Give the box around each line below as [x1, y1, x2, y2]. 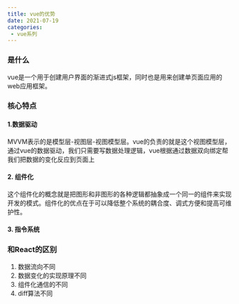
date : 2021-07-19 [7, 17, 59, 24]
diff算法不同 [17, 289, 53, 298]
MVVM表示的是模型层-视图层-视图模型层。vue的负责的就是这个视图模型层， [7, 137, 231, 146]
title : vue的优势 [7, 10, 55, 18]
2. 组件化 [7, 172, 34, 182]
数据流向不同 [17, 262, 55, 271]
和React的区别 [7, 245, 58, 255]
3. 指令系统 [7, 225, 41, 234]
